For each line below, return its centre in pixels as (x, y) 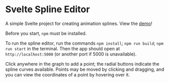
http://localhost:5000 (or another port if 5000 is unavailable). (71, 54)
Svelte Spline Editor (48, 9)
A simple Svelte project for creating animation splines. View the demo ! (79, 23)
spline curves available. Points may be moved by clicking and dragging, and (85, 69)
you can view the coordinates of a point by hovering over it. (68, 74)
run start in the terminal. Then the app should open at (63, 48)
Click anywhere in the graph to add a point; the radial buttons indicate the (82, 64)
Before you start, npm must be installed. (46, 33)
